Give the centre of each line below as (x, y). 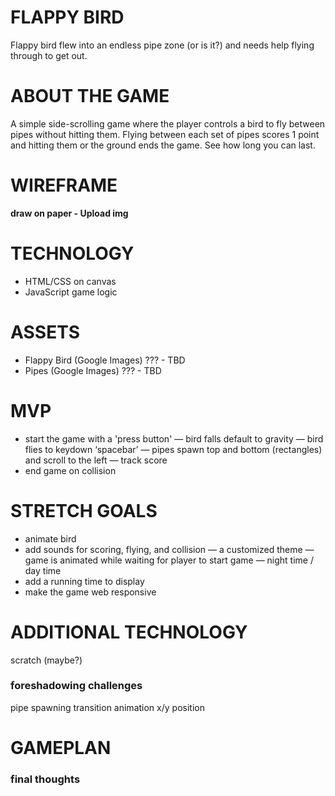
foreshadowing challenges (76, 686)
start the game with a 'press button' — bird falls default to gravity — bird (174, 438)
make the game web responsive (90, 592)
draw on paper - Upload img (69, 213)
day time (43, 570)
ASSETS (45, 332)
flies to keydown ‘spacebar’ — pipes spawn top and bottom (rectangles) (173, 449)
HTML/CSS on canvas (70, 281)
